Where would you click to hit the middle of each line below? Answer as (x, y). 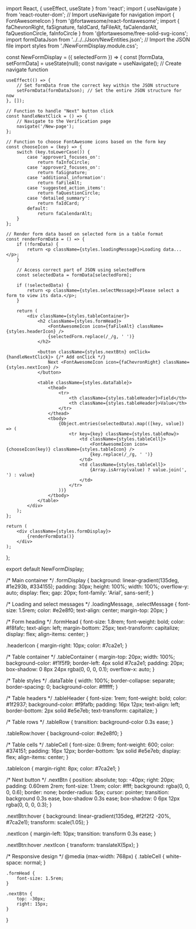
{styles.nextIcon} (28, 367)
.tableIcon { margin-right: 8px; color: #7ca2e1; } (63, 769)
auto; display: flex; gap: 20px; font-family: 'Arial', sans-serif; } (80, 593)
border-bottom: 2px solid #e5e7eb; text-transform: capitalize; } (82, 711)
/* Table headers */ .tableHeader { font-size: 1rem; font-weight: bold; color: (97, 698)
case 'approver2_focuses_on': (64, 168)
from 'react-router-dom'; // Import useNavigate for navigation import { (90, 15)
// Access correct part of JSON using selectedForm (81, 270)
